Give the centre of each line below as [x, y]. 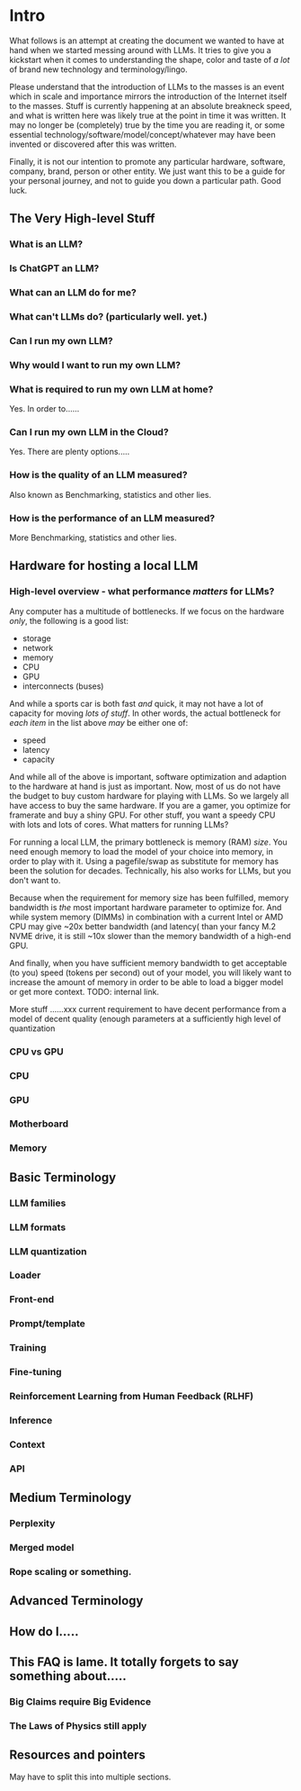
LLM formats [38, 1227]
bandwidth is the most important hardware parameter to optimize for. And [146, 907]
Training [28, 1348]
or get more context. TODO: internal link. [84, 991]
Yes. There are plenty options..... [70, 452]
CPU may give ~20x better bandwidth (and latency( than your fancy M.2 [143, 926]
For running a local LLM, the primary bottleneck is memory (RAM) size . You [148, 842]
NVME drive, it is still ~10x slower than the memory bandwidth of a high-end [150, 936]
